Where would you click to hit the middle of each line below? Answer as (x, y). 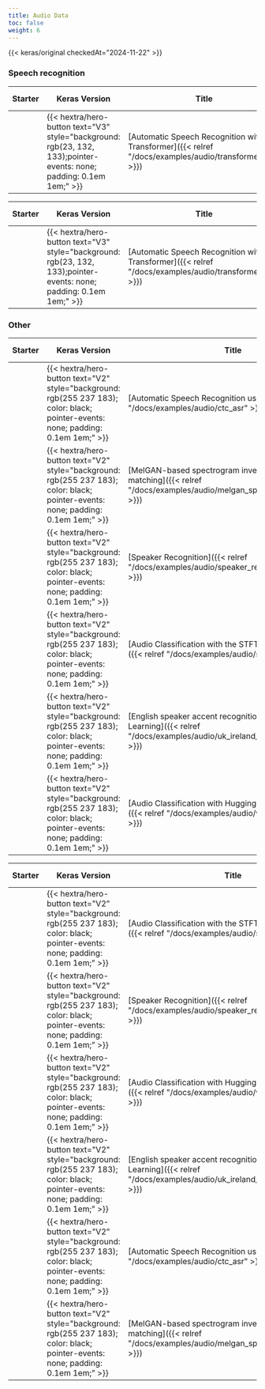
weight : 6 (24, 30)
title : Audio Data (38, 15)
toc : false (26, 23)
